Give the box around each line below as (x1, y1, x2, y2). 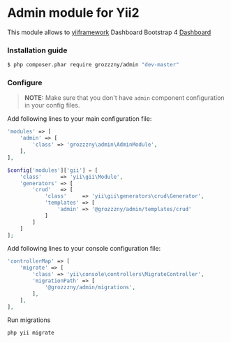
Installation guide (7, 45, 68, 55)
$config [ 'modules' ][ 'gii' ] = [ (7, 166, 98, 174)
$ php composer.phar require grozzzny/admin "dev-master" (7, 61, 179, 68)
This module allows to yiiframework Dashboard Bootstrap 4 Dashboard (7, 28, 211, 36)
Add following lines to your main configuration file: (7, 115, 152, 123)
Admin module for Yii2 (7, 5, 140, 21)
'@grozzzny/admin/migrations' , (44, 284, 136, 291)
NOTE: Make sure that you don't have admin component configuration (24, 94, 225, 102)
